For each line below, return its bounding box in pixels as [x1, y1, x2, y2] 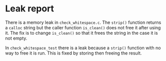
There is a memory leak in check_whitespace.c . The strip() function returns [5, 19, 162, 25]
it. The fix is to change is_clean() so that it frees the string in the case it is [5, 30, 158, 36]
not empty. [5, 35, 27, 41]
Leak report [5, 3, 54, 14]
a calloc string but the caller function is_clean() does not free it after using [5, 24, 161, 30]
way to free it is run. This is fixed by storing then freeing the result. [5, 50, 142, 56]
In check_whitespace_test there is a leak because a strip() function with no [5, 45, 161, 51]
